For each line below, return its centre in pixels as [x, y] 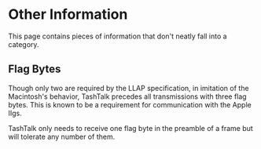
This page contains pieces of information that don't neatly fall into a [118, 36]
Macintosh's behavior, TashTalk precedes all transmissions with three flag [127, 96]
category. [24, 44]
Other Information [68, 15]
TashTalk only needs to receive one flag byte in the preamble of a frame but [130, 128]
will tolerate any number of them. [62, 136]
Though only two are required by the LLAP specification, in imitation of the [129, 88]
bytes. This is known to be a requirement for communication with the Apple [130, 104]
